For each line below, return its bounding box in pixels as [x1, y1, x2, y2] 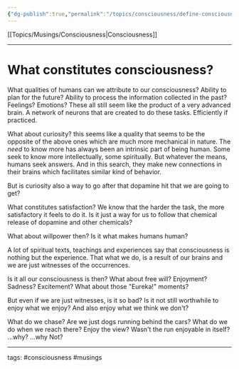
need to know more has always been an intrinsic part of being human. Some [7, 144, 230, 153]
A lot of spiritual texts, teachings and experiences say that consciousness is [7, 246, 230, 254]
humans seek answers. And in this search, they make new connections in [7, 160, 223, 168]
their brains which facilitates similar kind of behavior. [7, 167, 162, 176]
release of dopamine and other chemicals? [7, 218, 133, 226]
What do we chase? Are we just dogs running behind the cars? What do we [7, 317, 228, 325]
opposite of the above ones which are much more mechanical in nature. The [7, 137, 231, 146]
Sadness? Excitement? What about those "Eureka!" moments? [7, 282, 189, 290]
